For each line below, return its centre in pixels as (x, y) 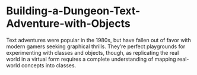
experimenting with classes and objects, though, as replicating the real (93, 52)
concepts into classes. (49, 65)
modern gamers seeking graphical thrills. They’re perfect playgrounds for (96, 46)
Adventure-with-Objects (68, 24)
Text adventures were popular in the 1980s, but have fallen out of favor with (99, 40)
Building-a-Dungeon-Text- (73, 11)
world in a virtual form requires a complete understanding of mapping (91, 59)
